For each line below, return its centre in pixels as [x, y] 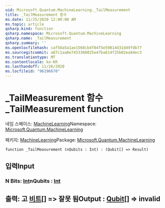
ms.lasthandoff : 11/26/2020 [35, 66]
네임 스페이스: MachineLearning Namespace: [51, 124]
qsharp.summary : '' [26, 43]
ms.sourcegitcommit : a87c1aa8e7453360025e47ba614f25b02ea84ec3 [74, 52]
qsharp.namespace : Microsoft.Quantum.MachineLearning [63, 33]
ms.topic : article [25, 24]
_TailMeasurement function [64, 109]
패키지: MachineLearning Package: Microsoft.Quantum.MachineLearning [80, 140]
